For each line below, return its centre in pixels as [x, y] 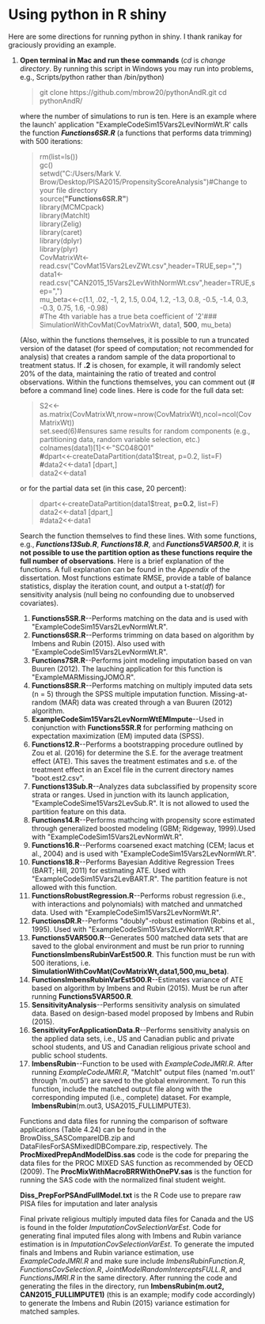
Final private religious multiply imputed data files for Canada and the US [137, 1219]
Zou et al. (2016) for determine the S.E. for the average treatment [137, 752]
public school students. [70, 1055]
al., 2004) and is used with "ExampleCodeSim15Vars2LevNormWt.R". [144, 853]
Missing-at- [228, 694]
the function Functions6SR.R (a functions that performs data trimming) [136, 133]
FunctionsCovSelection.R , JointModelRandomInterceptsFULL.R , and [131, 1269]
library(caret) [61, 232]
